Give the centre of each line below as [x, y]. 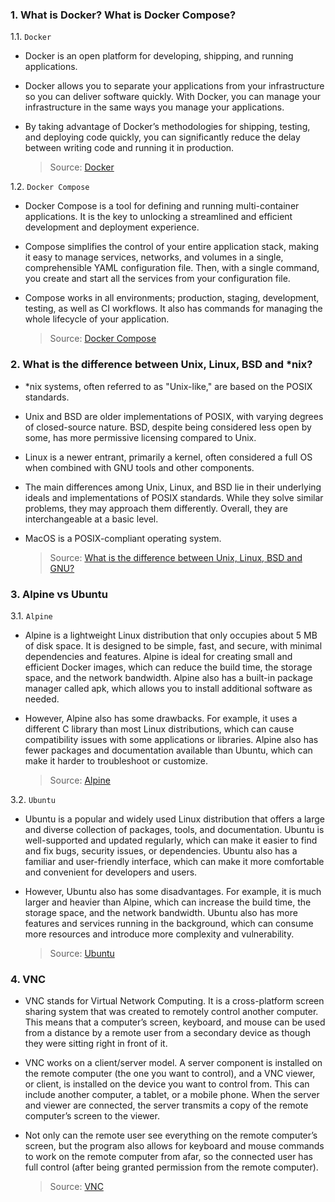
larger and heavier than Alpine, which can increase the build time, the [168, 902]
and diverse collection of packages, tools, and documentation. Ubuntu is [174, 829]
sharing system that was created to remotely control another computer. [171, 1012]
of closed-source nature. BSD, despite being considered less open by [168, 427]
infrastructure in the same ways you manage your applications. [154, 107]
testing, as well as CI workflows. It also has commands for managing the [173, 309]
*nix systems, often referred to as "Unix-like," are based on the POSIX [168, 386]
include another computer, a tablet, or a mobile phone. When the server [172, 1095]
